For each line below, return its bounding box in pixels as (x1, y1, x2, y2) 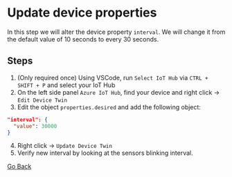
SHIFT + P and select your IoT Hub (17, 81, 116, 89)
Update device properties (7, 5, 157, 21)
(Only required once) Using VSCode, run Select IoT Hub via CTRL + (17, 73, 208, 82)
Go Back (7, 162, 32, 171)
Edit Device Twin (17, 97, 68, 104)
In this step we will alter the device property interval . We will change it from (7, 28, 226, 36)
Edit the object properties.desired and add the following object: (17, 102, 201, 111)
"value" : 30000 (13, 122, 57, 129)
